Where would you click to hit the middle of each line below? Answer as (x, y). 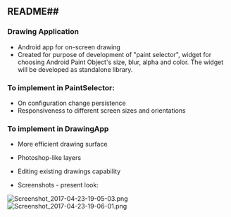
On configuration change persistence (71, 103)
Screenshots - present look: (58, 185)
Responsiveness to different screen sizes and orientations (101, 110)
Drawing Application (43, 32)
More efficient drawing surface (62, 144)
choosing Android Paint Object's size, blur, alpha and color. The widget (120, 62)
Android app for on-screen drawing (69, 47)
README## (33, 12)
